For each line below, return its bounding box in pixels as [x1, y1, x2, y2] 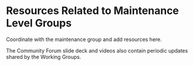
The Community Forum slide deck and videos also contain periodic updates [6, 47, 188, 54]
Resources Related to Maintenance [6, 4, 179, 18]
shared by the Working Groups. [6, 53, 82, 60]
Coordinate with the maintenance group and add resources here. [6, 36, 162, 43]
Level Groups [6, 16, 72, 30]
